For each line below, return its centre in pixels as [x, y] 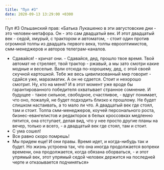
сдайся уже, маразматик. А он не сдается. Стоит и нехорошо [77, 79]
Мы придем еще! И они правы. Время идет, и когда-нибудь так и [80, 141]
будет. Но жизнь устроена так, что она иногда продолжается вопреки [86, 147]
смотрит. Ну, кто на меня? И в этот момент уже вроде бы [72, 84]
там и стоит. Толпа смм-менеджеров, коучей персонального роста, [83, 110]
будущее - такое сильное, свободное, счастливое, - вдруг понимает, [85, 95]
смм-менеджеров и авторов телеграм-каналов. [56, 49]
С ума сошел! [26, 131]
